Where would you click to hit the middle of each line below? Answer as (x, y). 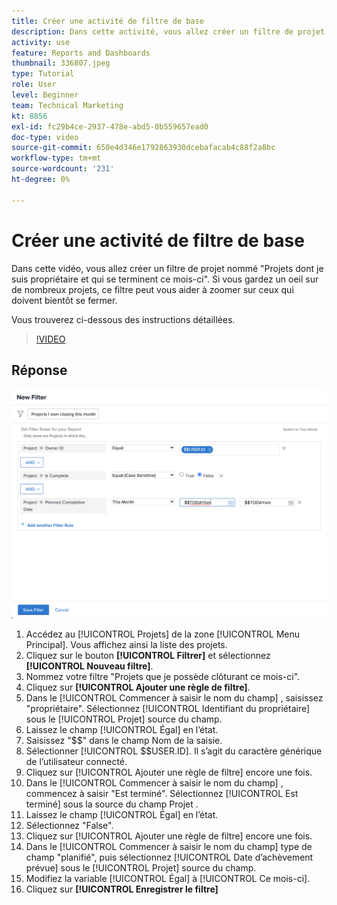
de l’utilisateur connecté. (76, 761)
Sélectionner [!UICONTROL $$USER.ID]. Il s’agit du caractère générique (174, 751)
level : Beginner (45, 95)
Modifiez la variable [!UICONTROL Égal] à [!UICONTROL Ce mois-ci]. (168, 878)
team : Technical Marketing (67, 105)
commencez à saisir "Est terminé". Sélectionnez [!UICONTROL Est (162, 793)
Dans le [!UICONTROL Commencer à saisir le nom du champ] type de (169, 846)
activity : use (41, 42)
